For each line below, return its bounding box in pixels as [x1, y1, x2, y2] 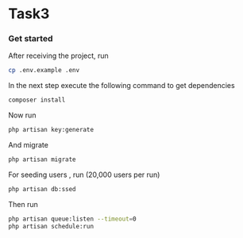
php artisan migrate [8, 155, 77, 163]
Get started [8, 33, 53, 44]
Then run [8, 199, 38, 209]
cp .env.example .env [8, 67, 80, 75]
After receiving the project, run [8, 51, 109, 60]
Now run [8, 110, 37, 120]
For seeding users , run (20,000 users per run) [8, 170, 160, 179]
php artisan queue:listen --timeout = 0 [8, 215, 137, 223]
